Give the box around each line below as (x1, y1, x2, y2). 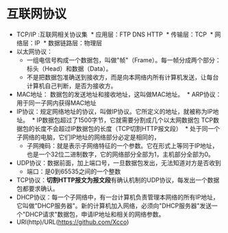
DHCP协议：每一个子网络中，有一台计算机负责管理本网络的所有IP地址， (16, 193, 220, 201)
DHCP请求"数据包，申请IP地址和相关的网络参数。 (25, 210, 165, 218)
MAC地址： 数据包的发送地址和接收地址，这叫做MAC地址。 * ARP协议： (16, 90, 222, 98)
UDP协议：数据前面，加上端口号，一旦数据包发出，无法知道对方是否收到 (16, 158, 222, 167)
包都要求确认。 (16, 184, 59, 193)
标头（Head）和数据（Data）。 (26, 64, 112, 73)
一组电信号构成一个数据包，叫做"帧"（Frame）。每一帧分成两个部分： (26, 56, 222, 64)
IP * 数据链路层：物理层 (34, 38, 103, 47)
